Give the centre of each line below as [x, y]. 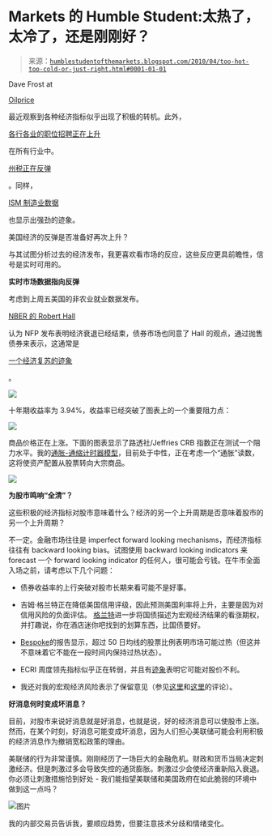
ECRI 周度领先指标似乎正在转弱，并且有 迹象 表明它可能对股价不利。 [132, 669]
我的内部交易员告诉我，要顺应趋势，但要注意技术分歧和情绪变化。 [118, 823]
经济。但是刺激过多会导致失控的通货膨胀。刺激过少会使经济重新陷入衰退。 [139, 768]
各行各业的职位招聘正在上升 [55, 134]
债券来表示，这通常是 [44, 343]
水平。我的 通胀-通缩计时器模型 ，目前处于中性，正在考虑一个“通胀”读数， [137, 452]
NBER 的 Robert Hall [42, 316]
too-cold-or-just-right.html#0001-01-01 [97, 69]
